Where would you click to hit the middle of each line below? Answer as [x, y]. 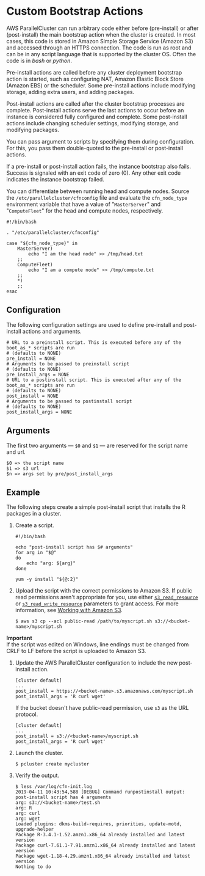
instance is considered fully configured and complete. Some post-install [97, 117]
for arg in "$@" [36, 553]
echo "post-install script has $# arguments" [74, 547]
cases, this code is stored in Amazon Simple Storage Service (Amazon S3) [100, 41]
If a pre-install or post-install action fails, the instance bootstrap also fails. [99, 166]
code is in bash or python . [39, 60]
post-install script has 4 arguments [63, 798]
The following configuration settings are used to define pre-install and [94, 324]
